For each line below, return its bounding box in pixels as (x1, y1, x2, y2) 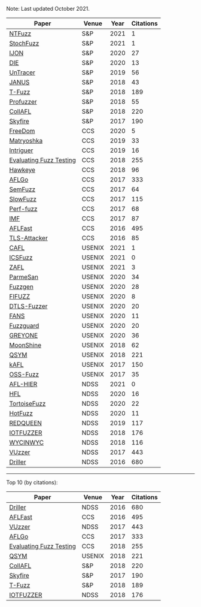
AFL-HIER (9, 380, 38, 388)
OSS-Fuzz (9, 370, 39, 378)
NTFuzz (9, 29, 32, 38)
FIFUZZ (9, 292, 31, 300)
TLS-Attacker (9, 234, 48, 242)
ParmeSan (9, 273, 39, 281)
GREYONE (9, 331, 38, 339)
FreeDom (9, 127, 35, 135)
